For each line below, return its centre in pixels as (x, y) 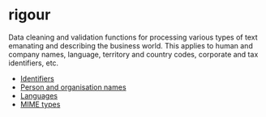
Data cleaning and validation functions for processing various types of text (133, 37)
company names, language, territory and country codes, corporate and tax (133, 54)
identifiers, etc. (34, 63)
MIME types (40, 104)
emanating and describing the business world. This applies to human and (131, 45)
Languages (39, 95)
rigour (30, 15)
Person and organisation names (73, 87)
